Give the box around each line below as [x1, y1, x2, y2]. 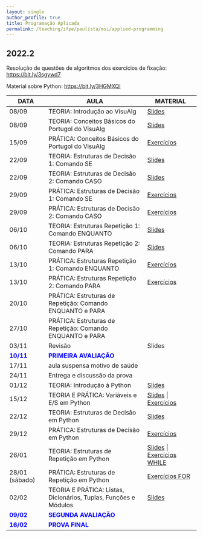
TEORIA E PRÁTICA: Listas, [48, 486, 124, 495]
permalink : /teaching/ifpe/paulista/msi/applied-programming [6, 25, 164, 32]
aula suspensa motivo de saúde [48, 362, 138, 370]
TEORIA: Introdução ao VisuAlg [48, 107, 137, 116]
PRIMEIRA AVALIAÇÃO [48, 351, 115, 360]
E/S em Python [48, 399, 91, 407]
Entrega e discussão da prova [48, 371, 133, 380]
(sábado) [9, 476, 36, 484]
